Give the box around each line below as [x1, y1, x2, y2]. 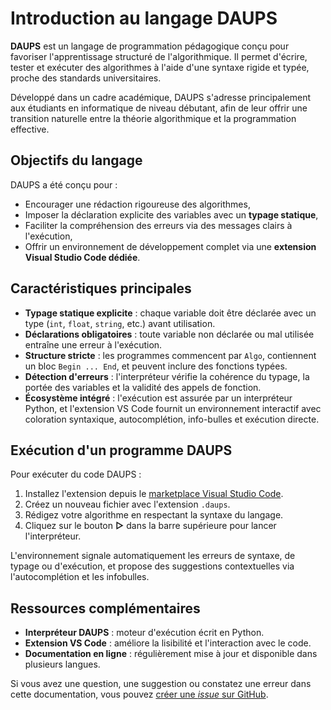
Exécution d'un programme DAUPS [10, 442, 233, 459]
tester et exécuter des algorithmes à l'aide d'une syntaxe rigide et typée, [10, 61, 310, 73]
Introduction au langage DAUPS [10, 7, 278, 30]
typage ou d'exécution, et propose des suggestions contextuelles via [10, 560, 295, 572]
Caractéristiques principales [10, 280, 192, 297]
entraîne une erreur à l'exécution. [24, 338, 163, 351]
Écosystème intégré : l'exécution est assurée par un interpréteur [24, 392, 293, 404]
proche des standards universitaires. [10, 72, 162, 84]
